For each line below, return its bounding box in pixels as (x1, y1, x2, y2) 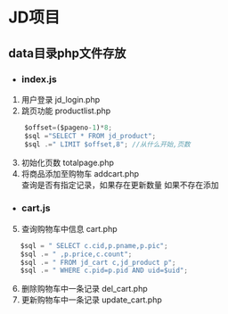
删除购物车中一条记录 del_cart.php (20, 284, 148, 294)
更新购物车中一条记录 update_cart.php (20, 294, 162, 305)
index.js (20, 72, 57, 85)
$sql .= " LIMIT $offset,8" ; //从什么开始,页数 (24, 139, 191, 149)
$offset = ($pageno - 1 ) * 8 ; (24, 123, 113, 132)
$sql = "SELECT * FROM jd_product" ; (24, 131, 157, 140)
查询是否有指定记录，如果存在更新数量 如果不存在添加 (20, 179, 219, 190)
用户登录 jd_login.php (20, 94, 101, 104)
